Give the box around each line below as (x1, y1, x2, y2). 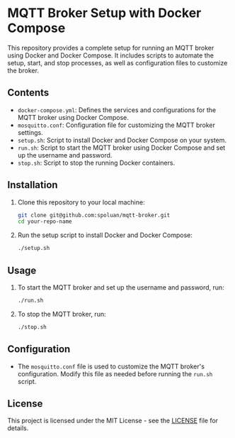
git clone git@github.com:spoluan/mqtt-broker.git (17, 212, 171, 219)
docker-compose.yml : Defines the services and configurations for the (17, 105, 217, 114)
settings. (17, 128, 44, 136)
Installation (7, 179, 58, 191)
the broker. (7, 66, 39, 75)
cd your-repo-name (17, 218, 72, 225)
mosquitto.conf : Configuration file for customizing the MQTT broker (17, 121, 216, 129)
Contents (7, 87, 50, 99)
